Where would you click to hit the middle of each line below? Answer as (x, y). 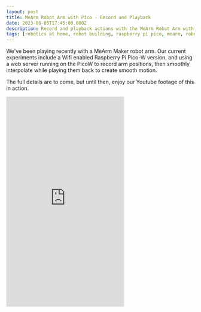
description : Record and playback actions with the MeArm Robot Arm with (100, 28)
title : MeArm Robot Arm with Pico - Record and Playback (79, 17)
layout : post (22, 12)
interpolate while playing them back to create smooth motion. (82, 70)
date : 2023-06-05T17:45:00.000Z (46, 23)
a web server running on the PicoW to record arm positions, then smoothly (98, 64)
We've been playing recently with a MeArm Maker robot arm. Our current (96, 51)
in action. (18, 88)
